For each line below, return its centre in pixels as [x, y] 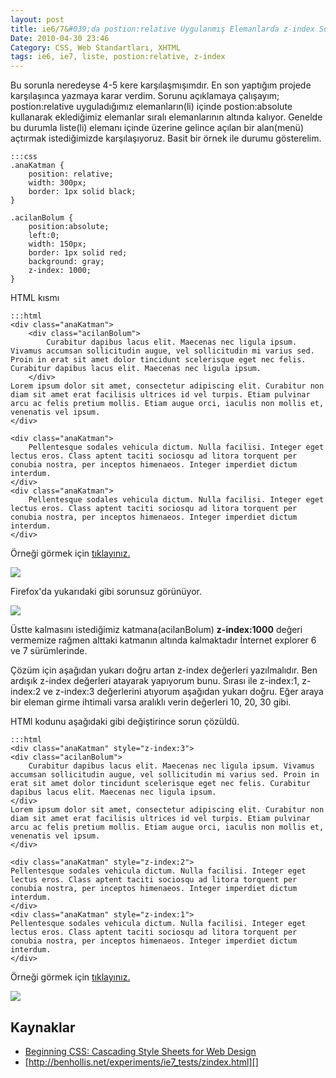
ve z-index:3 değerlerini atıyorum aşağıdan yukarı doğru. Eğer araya [183, 692]
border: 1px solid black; [82, 192]
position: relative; [71, 174]
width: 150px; [57, 244]
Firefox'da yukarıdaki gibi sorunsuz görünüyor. [106, 592]
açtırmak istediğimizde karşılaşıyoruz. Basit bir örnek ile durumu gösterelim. [166, 138]
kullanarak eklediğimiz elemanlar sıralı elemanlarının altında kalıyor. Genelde [166, 117]
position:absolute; [69, 227]
